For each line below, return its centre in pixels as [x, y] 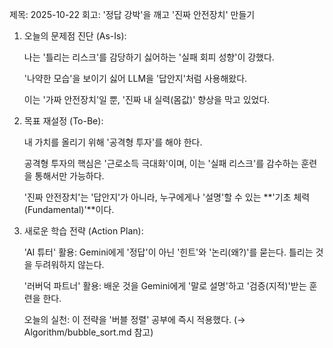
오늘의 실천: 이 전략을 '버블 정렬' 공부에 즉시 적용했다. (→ [134, 319]
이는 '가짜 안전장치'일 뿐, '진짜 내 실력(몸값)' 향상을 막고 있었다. [147, 99]
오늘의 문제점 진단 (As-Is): [75, 36]
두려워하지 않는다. [69, 264]
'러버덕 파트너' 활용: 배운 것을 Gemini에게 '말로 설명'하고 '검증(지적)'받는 [165, 286]
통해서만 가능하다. [69, 176]
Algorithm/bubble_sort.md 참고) [88, 332]
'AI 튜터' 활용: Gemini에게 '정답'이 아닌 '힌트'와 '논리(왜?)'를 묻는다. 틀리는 [168, 252]
